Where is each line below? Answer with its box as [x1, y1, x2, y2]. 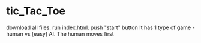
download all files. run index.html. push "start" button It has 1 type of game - [6, 24, 195, 31]
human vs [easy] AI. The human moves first [6, 30, 114, 37]
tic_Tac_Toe [6, 4, 66, 18]
